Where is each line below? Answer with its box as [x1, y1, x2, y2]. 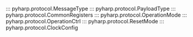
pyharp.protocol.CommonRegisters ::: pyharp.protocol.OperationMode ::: [5, 11, 188, 18]
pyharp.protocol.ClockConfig [5, 24, 78, 31]
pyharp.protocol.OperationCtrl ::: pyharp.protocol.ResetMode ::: [5, 18, 164, 24]
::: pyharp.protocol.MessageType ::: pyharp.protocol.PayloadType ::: [5, 5, 176, 12]
